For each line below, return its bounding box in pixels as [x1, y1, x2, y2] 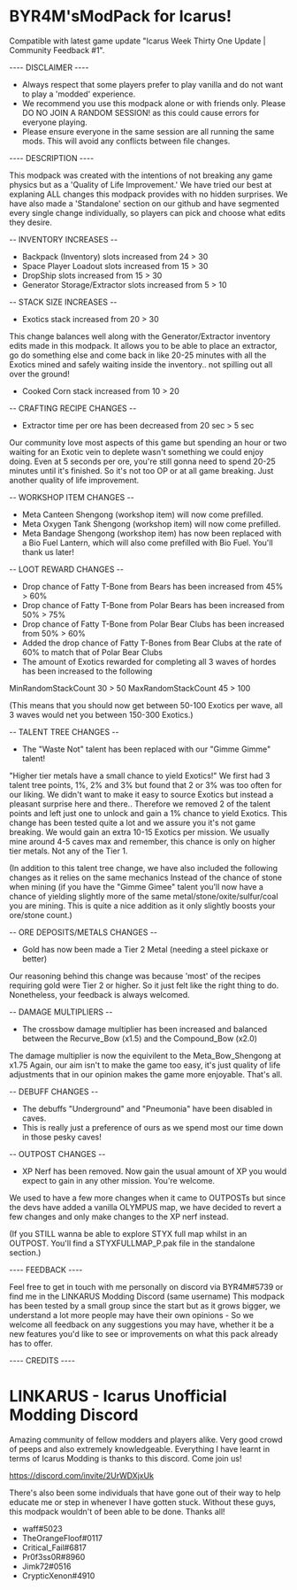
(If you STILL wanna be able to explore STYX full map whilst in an [9, 1228, 247, 1239]
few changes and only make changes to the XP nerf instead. [9, 1211, 229, 1222]
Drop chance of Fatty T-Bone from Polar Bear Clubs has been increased [21, 618, 285, 629]
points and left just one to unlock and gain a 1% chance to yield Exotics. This [9, 807, 287, 818]
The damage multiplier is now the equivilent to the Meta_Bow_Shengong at [9, 1050, 281, 1061]
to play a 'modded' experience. [21, 89, 136, 99]
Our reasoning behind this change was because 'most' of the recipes [9, 970, 261, 981]
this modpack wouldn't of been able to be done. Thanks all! [9, 1506, 225, 1517]
